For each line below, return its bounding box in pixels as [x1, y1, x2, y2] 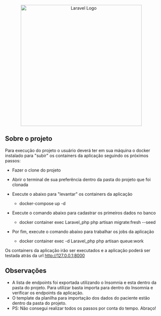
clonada [12, 182, 29, 188]
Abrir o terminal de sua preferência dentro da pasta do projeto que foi [12, 176, 151, 182]
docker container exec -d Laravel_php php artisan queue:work [19, 238, 144, 244]
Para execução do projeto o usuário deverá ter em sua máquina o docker [5, 147, 150, 153]
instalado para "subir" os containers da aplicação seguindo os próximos [5, 153, 148, 158]
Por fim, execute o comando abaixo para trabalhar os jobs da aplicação [12, 228, 154, 235]
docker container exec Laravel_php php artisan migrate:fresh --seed [19, 219, 156, 225]
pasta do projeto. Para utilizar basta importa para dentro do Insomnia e [12, 284, 153, 290]
